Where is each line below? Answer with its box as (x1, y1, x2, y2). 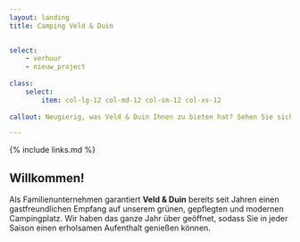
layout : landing (9, 13, 70, 22)
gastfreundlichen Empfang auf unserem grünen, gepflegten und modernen (9, 204, 284, 214)
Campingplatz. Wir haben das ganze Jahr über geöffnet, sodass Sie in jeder (9, 213, 288, 224)
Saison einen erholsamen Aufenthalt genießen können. (9, 222, 212, 233)
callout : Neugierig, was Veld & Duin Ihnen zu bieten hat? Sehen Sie (9, 113, 274, 121)
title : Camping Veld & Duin (9, 21, 114, 30)
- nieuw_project (25, 63, 87, 71)
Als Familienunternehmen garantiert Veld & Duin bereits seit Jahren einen (9, 194, 279, 205)
